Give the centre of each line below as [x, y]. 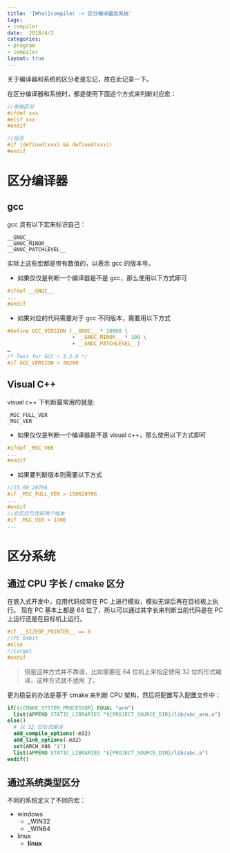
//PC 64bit [23, 638]
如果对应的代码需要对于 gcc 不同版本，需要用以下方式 [94, 317]
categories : [24, 39]
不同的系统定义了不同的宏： [47, 801]
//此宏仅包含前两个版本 [36, 513]
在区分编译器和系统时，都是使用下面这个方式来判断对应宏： [92, 93]
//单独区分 [21, 107]
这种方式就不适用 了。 [67, 680]
